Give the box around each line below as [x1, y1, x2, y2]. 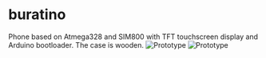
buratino [8, 6, 66, 24]
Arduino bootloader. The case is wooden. [8, 40, 145, 49]
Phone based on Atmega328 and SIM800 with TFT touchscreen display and [8, 32, 258, 41]
